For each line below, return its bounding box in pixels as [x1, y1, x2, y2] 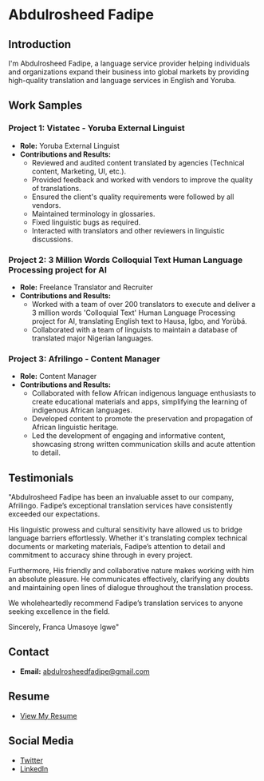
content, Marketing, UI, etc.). [31, 166, 126, 176]
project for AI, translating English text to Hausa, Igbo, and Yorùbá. [31, 316, 247, 325]
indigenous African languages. [31, 405, 133, 415]
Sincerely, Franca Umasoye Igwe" [8, 622, 120, 632]
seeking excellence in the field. [8, 607, 110, 616]
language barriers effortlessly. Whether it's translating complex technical [8, 533, 247, 543]
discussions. [31, 234, 73, 244]
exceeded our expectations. [8, 509, 100, 519]
